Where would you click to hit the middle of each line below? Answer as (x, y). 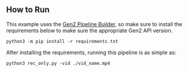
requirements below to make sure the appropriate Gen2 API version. (90, 30)
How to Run (28, 10)
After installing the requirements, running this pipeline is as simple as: (91, 52)
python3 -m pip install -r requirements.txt (62, 41)
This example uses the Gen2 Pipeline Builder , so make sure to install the (94, 24)
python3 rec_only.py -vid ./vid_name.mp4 (58, 63)
